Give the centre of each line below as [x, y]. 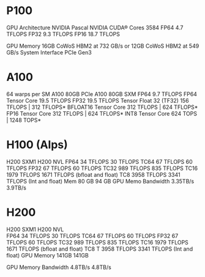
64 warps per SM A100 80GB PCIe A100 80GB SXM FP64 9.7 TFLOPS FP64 [102, 94]
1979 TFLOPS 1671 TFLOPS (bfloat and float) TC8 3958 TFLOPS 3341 [93, 174]
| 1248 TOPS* [24, 120]
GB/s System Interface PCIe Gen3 [49, 52]
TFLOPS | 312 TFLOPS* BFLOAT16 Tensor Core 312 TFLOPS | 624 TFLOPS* [102, 107]
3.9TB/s [16, 188]
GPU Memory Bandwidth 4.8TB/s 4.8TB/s [59, 267]
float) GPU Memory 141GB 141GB [47, 255]
